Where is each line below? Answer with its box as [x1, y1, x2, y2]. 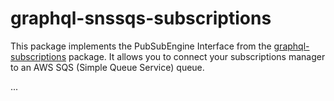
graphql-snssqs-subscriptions [10, 7, 272, 30]
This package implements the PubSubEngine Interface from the [10, 40, 272, 52]
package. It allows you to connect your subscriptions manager [68, 50, 326, 62]
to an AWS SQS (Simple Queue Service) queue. [10, 61, 205, 73]
